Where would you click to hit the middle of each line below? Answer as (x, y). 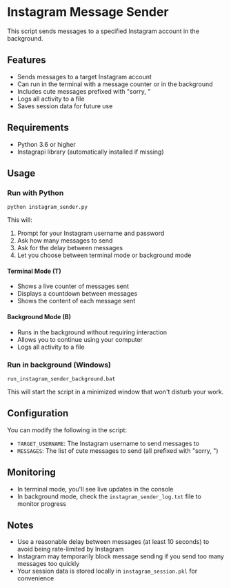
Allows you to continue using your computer (80, 339)
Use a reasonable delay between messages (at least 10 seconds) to (113, 542)
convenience (36, 578)
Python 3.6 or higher (46, 144)
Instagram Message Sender (88, 12)
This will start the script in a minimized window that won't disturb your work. (115, 392)
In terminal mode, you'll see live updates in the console (95, 489)
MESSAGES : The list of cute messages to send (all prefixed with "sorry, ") (118, 450)
